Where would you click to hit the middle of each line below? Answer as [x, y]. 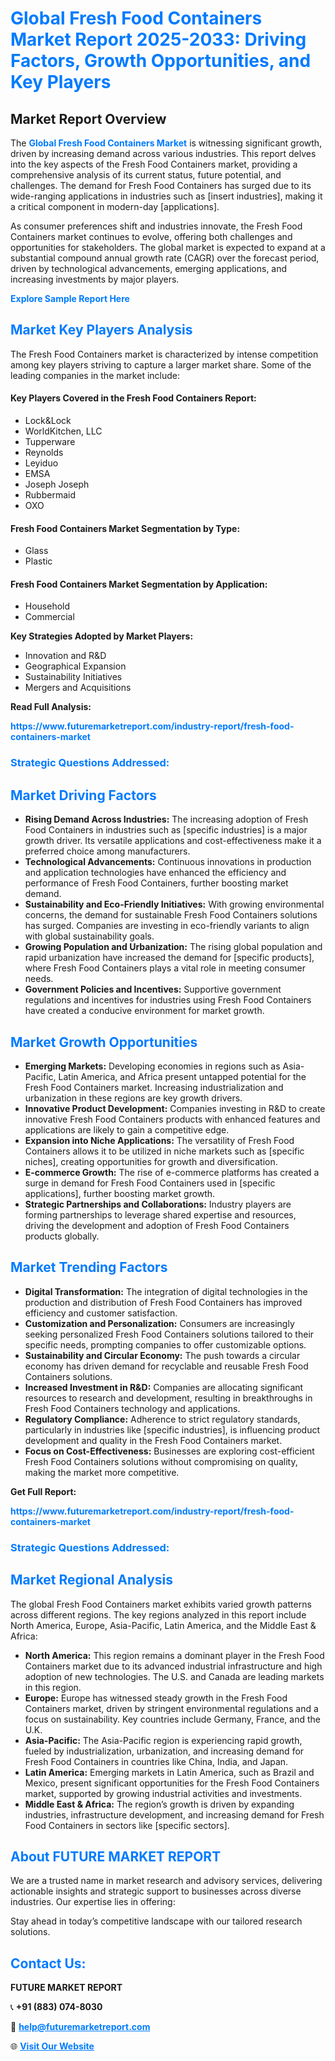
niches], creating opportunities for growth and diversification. [151, 1161]
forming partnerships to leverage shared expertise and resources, [160, 1214]
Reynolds [44, 453]
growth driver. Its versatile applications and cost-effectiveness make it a [173, 841]
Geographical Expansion [75, 666]
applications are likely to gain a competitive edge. [127, 1129]
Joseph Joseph [57, 484]
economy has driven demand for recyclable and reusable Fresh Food [166, 1366]
